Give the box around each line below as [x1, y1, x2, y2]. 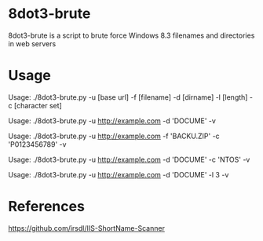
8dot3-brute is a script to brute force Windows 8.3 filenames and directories [8, 31, 255, 40]
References [8, 198, 85, 216]
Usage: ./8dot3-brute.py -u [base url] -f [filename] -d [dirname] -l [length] [8, 92, 248, 102]
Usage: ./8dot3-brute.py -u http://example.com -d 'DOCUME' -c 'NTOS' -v [8, 155, 250, 164]
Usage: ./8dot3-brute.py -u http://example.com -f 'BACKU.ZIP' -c [8, 131, 220, 141]
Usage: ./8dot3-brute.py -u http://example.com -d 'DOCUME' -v [8, 115, 216, 126]
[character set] [13, 100, 63, 110]
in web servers [8, 38, 57, 48]
